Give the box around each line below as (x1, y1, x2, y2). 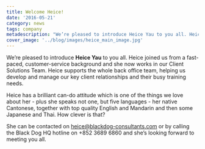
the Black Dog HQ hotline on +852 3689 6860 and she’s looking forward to (6, 129, 195, 136)
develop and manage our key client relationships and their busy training (6, 74, 186, 80)
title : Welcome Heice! (6, 9, 64, 15)
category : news (6, 20, 45, 26)
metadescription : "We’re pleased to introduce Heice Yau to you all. (6, 32, 187, 38)
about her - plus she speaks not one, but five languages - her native (6, 98, 178, 105)
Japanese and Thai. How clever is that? (6, 111, 106, 118)
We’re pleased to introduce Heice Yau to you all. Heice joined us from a (6, 54, 186, 61)
